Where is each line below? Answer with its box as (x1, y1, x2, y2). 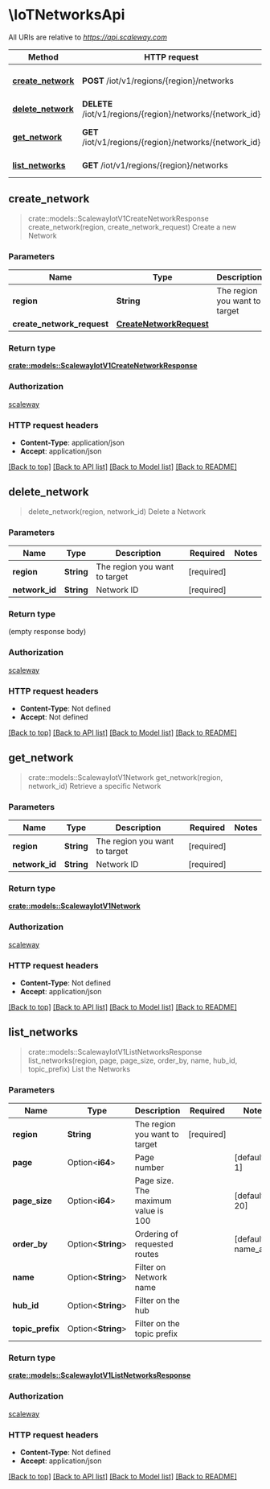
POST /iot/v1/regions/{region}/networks (81, 75, 235, 86)
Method (27, 51, 59, 62)
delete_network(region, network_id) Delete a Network (27, 506, 207, 516)
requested (134, 1238, 174, 1250)
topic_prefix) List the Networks (27, 1064, 131, 1073)
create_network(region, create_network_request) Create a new (27, 222, 237, 231)
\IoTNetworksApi (8, 6, 125, 24)
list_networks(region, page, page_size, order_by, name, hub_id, (27, 1056, 238, 1065)
